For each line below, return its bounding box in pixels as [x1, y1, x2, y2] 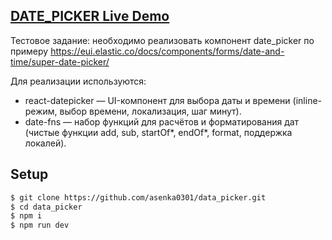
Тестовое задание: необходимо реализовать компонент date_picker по [10, 34, 315, 46]
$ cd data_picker [10, 202, 83, 212]
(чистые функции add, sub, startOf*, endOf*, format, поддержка [24, 126, 293, 138]
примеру [10, 45, 49, 57]
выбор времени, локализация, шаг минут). [59, 105, 242, 117]
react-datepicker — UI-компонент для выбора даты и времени [24, 94, 291, 106]
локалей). [24, 137, 67, 149]
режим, [24, 105, 58, 117]
